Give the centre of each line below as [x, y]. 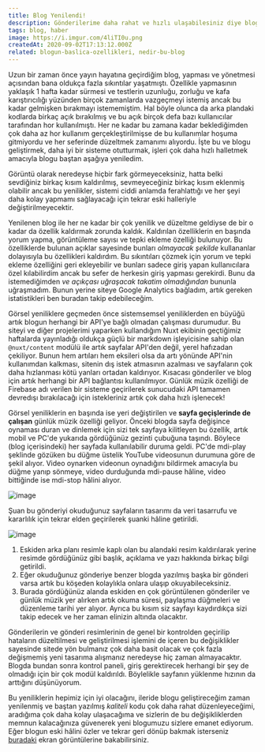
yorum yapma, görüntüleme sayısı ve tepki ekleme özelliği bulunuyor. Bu [125, 239]
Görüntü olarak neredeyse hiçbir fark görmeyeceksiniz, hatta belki [116, 174]
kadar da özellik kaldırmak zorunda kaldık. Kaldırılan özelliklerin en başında [129, 231]
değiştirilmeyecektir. [41, 207]
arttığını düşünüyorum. [45, 682]
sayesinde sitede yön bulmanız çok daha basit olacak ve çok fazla [115, 649]
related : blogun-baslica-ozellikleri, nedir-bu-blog [97, 52]
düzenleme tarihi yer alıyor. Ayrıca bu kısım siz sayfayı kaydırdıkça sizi [133, 608]
